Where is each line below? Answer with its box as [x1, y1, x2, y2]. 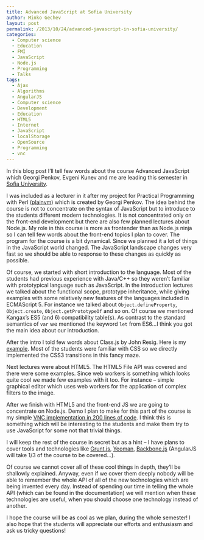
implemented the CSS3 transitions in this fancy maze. [6, 351, 141, 359]
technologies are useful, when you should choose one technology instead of [6, 496, 199, 503]
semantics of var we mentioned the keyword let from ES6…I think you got [6, 320, 193, 328]
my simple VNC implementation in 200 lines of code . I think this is [6, 413, 172, 421]
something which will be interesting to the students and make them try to [6, 420, 189, 427]
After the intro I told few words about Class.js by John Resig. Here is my [6, 338, 187, 346]
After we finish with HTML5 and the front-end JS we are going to [6, 401, 169, 408]
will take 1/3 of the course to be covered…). [6, 451, 116, 458]
